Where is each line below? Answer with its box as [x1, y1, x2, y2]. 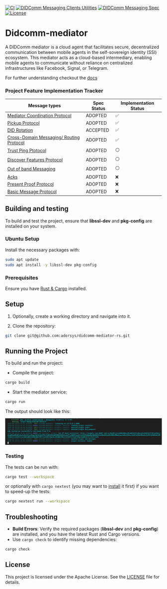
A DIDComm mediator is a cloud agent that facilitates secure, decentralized [5, 44, 160, 50]
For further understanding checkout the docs [5, 75, 98, 81]
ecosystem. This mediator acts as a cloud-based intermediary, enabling [5, 54, 152, 60]
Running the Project [5, 347, 68, 355]
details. [5, 579, 20, 585]
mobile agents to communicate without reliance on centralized [5, 60, 133, 66]
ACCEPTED [85, 127, 109, 133]
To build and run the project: [5, 360, 63, 366]
